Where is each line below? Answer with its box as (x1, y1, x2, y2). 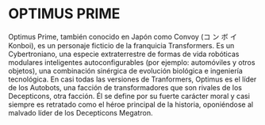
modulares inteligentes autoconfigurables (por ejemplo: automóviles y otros (8, 57, 255, 67)
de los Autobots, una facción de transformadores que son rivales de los (8, 82, 242, 92)
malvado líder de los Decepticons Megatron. (8, 108, 153, 117)
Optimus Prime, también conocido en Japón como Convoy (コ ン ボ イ (8, 32, 238, 41)
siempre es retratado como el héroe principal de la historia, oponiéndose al (8, 100, 254, 109)
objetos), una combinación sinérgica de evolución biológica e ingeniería (8, 66, 244, 75)
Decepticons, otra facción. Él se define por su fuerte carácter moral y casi (8, 91, 250, 100)
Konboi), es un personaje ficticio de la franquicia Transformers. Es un (8, 40, 235, 50)
